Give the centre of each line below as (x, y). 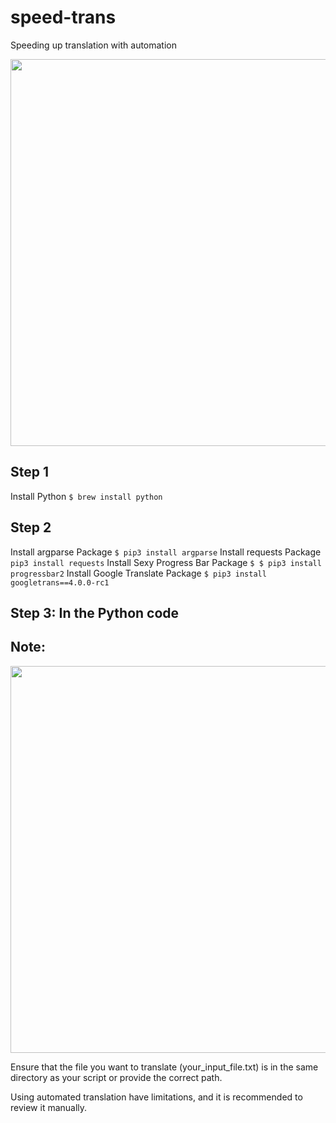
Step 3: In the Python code (95, 612)
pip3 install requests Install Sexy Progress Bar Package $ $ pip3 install (166, 562)
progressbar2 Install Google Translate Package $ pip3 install (138, 573)
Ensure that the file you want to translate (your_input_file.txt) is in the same (164, 1067)
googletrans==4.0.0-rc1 (60, 582)
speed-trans (63, 17)
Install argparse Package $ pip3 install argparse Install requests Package (166, 552)
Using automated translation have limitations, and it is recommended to (156, 1097)
